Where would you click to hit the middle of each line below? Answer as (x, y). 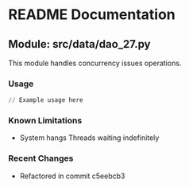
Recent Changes (41, 158)
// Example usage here (46, 100)
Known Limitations (45, 121)
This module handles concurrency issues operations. (95, 63)
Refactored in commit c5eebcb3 (72, 176)
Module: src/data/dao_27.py (79, 44)
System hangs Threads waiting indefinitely (89, 138)
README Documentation (92, 15)
